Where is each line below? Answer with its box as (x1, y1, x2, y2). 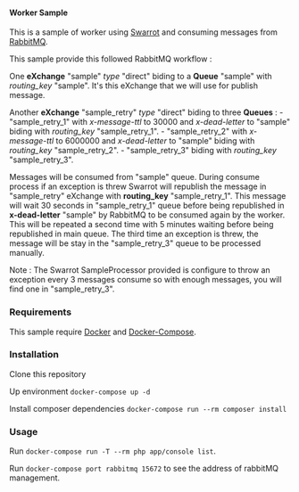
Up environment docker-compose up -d (9, 386, 151, 397)
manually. (9, 248, 45, 258)
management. (9, 472, 61, 483)
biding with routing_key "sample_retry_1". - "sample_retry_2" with (9, 126, 248, 137)
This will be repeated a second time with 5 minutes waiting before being (9, 219, 274, 230)
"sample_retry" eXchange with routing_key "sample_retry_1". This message (9, 191, 287, 201)
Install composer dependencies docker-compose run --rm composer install (9, 403, 287, 414)
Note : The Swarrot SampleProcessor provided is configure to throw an (9, 265, 270, 275)
